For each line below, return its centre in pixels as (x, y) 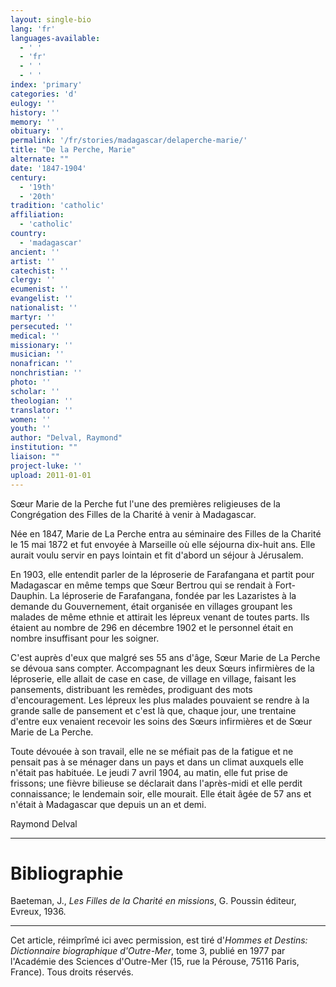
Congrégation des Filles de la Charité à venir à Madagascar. (133, 514)
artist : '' (33, 261)
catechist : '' (40, 271)
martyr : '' (33, 317)
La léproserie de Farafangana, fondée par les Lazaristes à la (173, 595)
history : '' (35, 112)
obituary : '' (37, 131)
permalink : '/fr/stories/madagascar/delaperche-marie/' (129, 141)
